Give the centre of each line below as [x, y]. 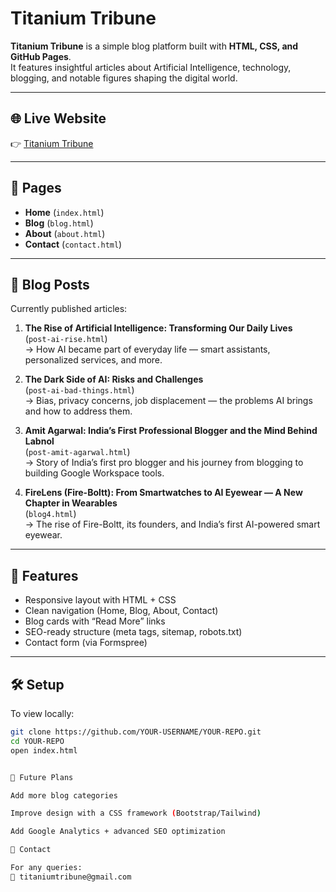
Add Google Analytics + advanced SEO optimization [118, 832]
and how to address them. [78, 411]
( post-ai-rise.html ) [66, 339]
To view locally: [42, 713]
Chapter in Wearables [71, 503]
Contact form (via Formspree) [86, 643]
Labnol [39, 441]
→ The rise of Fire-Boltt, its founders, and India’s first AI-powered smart [172, 524]
